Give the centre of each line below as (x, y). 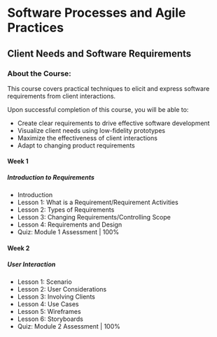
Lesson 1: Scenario (44, 282)
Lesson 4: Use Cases (48, 304)
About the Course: (39, 73)
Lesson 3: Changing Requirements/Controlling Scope (94, 217)
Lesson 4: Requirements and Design (70, 224)
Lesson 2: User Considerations (62, 289)
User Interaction (31, 264)
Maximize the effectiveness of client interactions (87, 138)
